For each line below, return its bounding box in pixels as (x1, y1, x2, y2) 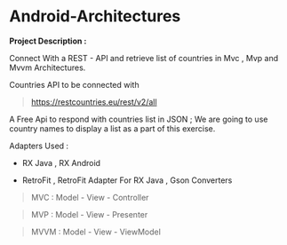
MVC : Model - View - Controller (30, 192, 149, 202)
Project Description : (9, 36, 87, 46)
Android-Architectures (9, 6, 181, 27)
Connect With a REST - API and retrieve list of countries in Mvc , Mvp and (9, 52, 279, 63)
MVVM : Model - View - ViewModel (30, 226, 162, 237)
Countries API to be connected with (9, 79, 140, 90)
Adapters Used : (9, 140, 69, 151)
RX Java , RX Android (21, 157, 100, 168)
